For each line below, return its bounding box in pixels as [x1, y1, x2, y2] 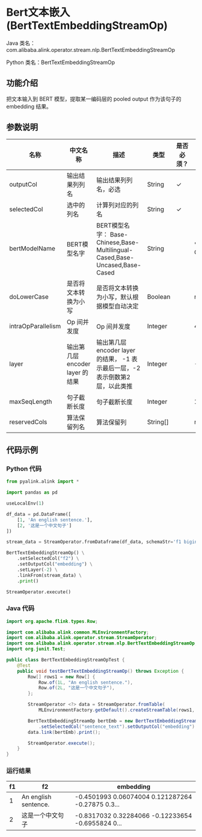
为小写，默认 [96, 293, 133, 301]
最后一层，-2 [102, 363, 141, 372]
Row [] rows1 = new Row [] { [28, 673, 96, 679]
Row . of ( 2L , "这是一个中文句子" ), [38, 685, 115, 691]
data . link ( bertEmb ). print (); [28, 729, 101, 735]
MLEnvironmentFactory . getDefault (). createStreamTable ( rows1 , [38, 707, 195, 713]
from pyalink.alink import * [6, 479, 79, 485]
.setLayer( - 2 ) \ [17, 567, 58, 573]
